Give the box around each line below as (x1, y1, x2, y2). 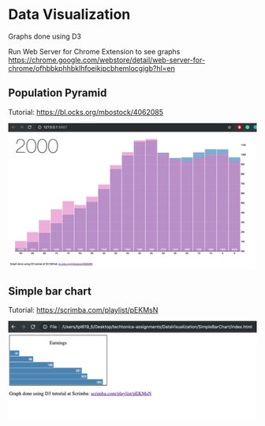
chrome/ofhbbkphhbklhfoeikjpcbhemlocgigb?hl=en (8, 63, 175, 72)
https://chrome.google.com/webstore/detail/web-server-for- (8, 55, 206, 65)
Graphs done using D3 (8, 31, 81, 41)
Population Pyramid (8, 87, 107, 100)
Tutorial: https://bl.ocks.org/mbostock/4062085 (8, 107, 164, 117)
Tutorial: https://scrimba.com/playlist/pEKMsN (8, 306, 159, 315)
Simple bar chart (8, 284, 92, 298)
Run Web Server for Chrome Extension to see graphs (8, 46, 181, 56)
